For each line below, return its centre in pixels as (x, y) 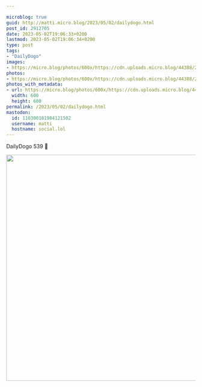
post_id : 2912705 (28, 28)
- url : (14, 90)
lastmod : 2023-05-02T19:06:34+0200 (51, 40)
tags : (13, 51)
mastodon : (19, 112)
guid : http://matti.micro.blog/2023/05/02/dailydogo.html (80, 23)
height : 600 (27, 101)
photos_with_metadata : (35, 84)
